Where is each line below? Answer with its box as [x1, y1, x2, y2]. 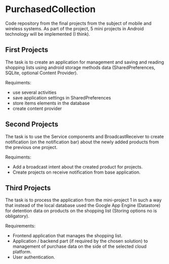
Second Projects [5, 120, 59, 129]
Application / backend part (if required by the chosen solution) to [12, 238, 148, 244]
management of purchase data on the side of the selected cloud [12, 243, 147, 249]
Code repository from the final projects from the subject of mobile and [5, 20, 152, 26]
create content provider [12, 105, 62, 112]
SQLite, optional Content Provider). [5, 70, 78, 76]
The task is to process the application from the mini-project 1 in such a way [5, 197, 162, 203]
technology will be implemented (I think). [5, 31, 90, 37]
